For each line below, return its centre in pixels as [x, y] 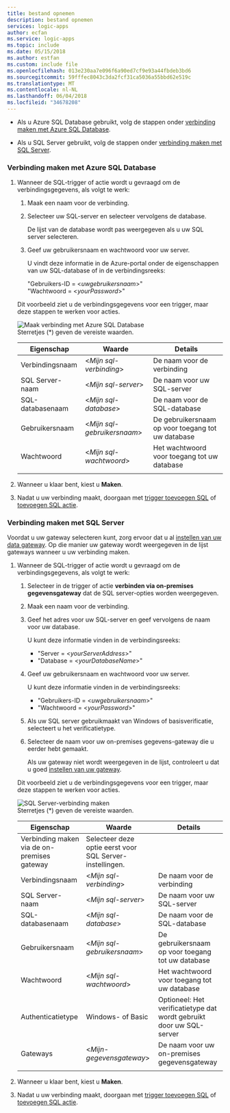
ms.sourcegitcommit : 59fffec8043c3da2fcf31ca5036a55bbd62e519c [99, 77]
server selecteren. [53, 237]
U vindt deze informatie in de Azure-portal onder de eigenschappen [123, 264]
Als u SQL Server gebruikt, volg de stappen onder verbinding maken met [119, 142]
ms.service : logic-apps [41, 39]
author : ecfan [27, 33]
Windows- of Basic [117, 1017]
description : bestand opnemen [50, 20]
